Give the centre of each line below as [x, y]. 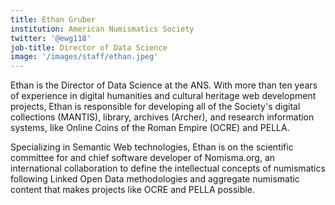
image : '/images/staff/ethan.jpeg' [84, 57]
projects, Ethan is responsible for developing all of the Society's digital [155, 107]
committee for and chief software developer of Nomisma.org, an [143, 158]
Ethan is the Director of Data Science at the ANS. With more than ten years [164, 85]
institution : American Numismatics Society [102, 29]
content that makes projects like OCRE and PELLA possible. [132, 190]
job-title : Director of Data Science [89, 47]
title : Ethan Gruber [53, 19]
